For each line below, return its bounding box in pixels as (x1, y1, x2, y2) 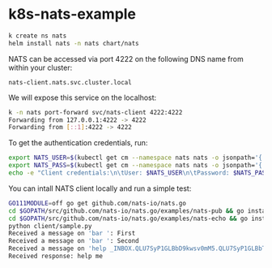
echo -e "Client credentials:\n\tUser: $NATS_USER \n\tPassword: (8, 169, 230, 177)
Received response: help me (8, 253, 104, 261)
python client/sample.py (8, 222, 92, 230)
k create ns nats (8, 32, 67, 40)
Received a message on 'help (8, 244, 107, 253)
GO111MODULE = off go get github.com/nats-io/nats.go (8, 199, 186, 207)
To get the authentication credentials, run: (8, 138, 148, 148)
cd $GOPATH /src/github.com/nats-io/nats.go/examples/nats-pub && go (8, 206, 244, 215)
